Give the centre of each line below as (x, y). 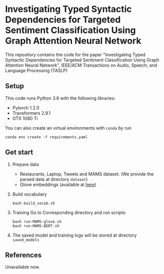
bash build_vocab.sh (34, 203)
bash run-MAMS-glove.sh (37, 222)
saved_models (26, 240)
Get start (19, 152)
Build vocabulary (30, 194)
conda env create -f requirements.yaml (46, 137)
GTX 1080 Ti (25, 118)
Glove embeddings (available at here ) (58, 184)
